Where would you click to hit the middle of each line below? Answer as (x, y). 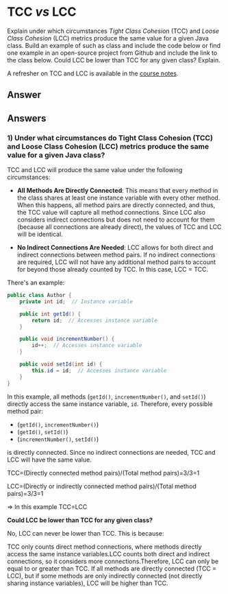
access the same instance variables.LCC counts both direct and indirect (109, 554)
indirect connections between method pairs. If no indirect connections (116, 255)
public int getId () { (50, 314)
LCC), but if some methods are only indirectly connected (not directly (105, 575)
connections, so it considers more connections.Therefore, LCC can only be (113, 561)
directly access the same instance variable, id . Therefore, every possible (110, 404)
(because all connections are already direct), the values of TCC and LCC (119, 227)
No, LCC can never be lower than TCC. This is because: (86, 533)
